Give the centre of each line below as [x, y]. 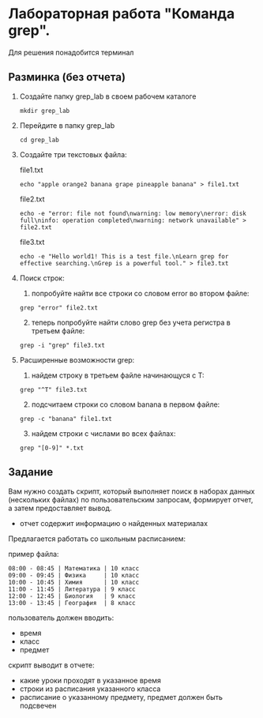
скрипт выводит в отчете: [51, 665]
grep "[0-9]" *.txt [52, 448]
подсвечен [38, 705]
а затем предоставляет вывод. [60, 508]
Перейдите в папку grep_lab [67, 125]
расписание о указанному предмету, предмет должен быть [121, 697]
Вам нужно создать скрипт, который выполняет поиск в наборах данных [131, 491]
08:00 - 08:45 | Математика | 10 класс [74, 568]
